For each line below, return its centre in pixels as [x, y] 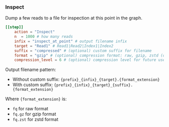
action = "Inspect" [35, 32]
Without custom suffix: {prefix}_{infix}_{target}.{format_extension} [86, 80]
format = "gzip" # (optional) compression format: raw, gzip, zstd [86, 55]
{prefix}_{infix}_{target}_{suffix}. [93, 85]
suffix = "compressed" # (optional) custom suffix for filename [83, 51]
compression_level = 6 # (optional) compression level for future [85, 60]
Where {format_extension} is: [36, 99]
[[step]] [14, 27]
